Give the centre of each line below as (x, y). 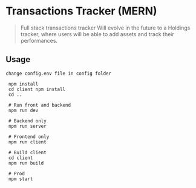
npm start (21, 179)
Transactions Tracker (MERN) (82, 11)
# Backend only (27, 121)
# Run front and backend (39, 105)
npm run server (27, 126)
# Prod (17, 174)
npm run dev (23, 110)
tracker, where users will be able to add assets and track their (97, 34)
